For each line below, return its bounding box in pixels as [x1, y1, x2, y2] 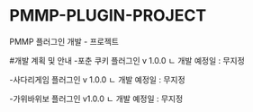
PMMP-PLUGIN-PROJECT [9, 5, 207, 26]
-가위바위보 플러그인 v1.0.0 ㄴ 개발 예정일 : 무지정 [9, 93, 184, 104]
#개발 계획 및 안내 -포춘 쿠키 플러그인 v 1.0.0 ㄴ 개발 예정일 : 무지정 [9, 55, 245, 65]
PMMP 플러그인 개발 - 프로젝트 [9, 36, 120, 47]
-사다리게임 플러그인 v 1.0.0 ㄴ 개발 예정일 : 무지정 [9, 73, 186, 85]
